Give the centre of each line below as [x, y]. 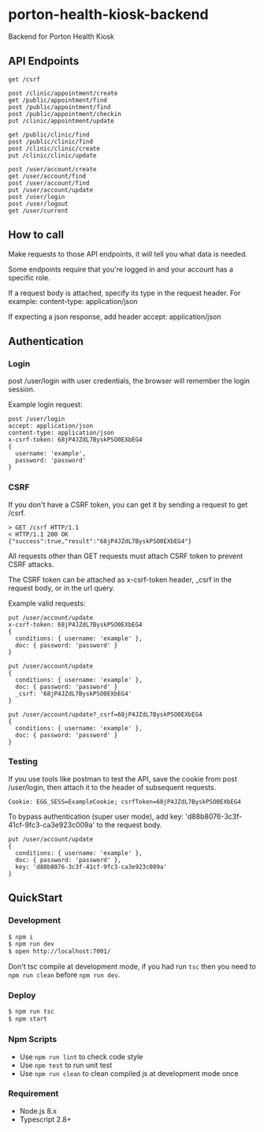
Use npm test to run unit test [66, 1065]
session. [22, 389]
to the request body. [129, 825]
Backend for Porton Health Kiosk [61, 36]
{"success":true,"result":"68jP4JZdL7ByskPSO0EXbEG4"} [100, 541]
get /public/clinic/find [49, 135]
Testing [23, 762]
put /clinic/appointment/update [61, 121]
